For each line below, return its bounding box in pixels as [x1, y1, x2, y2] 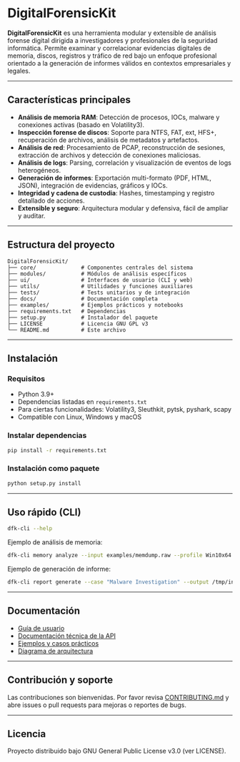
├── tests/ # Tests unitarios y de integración [7, 289, 191, 296]
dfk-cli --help [7, 525, 53, 532]
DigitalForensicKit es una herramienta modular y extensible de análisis [7, 29, 216, 37]
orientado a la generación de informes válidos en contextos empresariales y [7, 59, 231, 67]
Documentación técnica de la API [17, 631, 116, 640]
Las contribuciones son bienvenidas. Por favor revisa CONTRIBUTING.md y [7, 693, 229, 701]
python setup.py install [7, 479, 81, 487]
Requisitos [7, 373, 45, 383]
